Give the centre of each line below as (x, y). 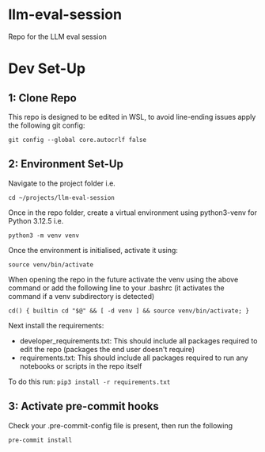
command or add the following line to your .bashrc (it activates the (116, 288)
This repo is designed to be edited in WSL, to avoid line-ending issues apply (132, 117)
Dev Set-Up (47, 69)
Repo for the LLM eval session (57, 36)
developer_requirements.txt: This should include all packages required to (138, 341)
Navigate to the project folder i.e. (62, 183)
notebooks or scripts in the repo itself (81, 366)
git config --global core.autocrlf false (78, 140)
